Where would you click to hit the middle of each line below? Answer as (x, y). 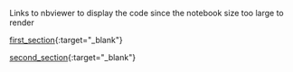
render (22, 22)
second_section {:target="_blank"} (73, 57)
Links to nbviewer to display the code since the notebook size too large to (147, 13)
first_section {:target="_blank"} (66, 40)
